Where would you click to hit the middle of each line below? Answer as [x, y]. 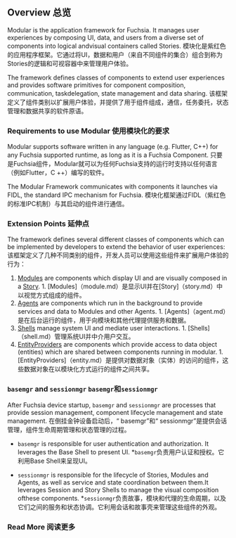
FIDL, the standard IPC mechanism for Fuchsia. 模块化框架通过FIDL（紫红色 [117, 195]
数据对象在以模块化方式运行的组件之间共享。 [88, 369]
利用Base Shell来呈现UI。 [54, 461]
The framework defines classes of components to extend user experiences [116, 77]
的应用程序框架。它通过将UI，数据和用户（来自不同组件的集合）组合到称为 [115, 54]
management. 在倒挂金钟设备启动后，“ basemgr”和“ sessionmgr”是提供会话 [117, 421]
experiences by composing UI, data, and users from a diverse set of [106, 37]
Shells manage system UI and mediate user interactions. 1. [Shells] [114, 328]
